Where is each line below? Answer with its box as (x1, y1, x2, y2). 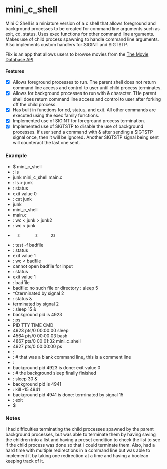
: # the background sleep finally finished (12, 370, 97, 376)
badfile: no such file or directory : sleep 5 (12, 285, 98, 291)
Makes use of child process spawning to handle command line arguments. (5, 36, 159, 42)
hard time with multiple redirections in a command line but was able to (5, 447, 151, 453)
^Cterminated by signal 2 (12, 290, 64, 296)
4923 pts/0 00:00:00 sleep (12, 327, 69, 333)
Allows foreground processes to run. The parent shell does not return (12, 79, 156, 85)
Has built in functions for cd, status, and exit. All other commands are (12, 107, 156, 113)
